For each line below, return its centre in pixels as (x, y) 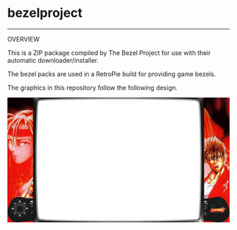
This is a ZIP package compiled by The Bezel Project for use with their (109, 53)
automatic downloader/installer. (53, 60)
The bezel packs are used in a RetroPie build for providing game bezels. (112, 74)
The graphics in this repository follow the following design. (92, 87)
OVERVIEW (24, 39)
